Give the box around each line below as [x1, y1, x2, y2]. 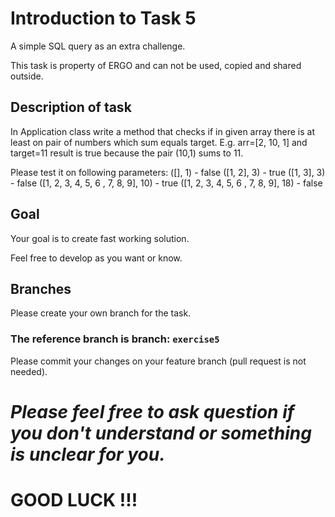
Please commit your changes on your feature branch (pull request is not [10, 355, 307, 367]
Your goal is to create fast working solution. [10, 232, 190, 244]
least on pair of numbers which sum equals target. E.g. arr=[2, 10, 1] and [10, 136, 308, 148]
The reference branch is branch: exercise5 [10, 332, 220, 346]
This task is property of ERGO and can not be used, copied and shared [10, 59, 302, 71]
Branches [10, 280, 72, 297]
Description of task [10, 99, 132, 116]
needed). [10, 365, 48, 377]
